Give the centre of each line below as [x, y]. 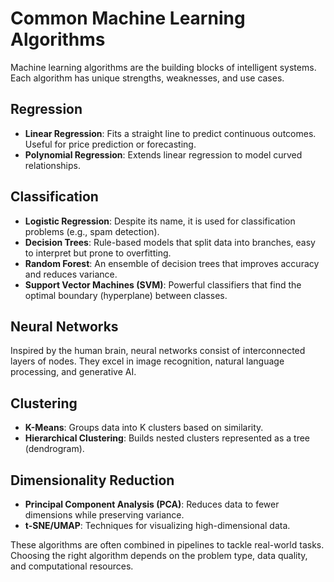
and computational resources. [72, 566]
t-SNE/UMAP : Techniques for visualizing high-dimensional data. [157, 525]
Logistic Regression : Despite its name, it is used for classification [160, 221]
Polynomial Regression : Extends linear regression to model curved [163, 154]
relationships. [52, 165]
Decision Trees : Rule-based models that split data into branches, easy [170, 242]
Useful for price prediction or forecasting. [110, 144]
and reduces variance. [71, 274]
